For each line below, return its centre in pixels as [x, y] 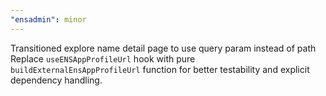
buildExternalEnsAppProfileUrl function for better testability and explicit [160, 69]
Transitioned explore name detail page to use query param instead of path [163, 48]
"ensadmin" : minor [48, 19]
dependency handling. [56, 80]
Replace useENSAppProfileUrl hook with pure [103, 58]
